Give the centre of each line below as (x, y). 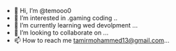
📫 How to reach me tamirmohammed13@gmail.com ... (91, 40)
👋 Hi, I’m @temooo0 (43, 11)
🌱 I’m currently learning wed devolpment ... (76, 25)
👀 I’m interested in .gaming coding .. (65, 18)
